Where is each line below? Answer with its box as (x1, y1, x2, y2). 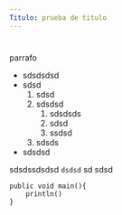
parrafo (9, 51, 38, 63)
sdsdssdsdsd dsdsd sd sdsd (9, 164, 113, 174)
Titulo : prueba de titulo (9, 13, 107, 23)
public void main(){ (9, 182, 88, 191)
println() (25, 189, 63, 199)
